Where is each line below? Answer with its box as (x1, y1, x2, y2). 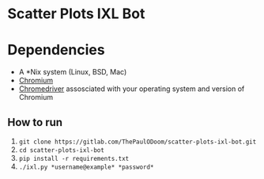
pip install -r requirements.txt (18, 154, 130, 162)
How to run (7, 116, 63, 129)
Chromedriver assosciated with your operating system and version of (18, 84, 245, 93)
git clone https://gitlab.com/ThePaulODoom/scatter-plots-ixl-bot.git (18, 138, 257, 146)
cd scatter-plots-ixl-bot (18, 146, 104, 154)
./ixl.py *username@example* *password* (18, 163, 154, 171)
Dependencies (7, 41, 105, 59)
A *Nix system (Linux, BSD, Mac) (18, 67, 127, 77)
